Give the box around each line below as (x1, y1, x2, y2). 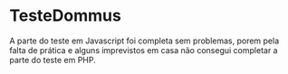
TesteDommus (9, 5, 122, 26)
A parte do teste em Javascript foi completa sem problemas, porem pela (9, 35, 280, 46)
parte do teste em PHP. (9, 54, 97, 65)
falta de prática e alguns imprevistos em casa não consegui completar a (9, 44, 278, 55)
